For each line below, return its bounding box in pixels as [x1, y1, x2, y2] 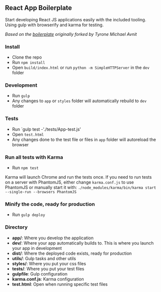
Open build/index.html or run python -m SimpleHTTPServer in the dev [12, 65, 150, 71]
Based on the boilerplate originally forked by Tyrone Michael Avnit [5, 31, 137, 37]
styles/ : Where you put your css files [12, 261, 86, 266]
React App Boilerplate [5, 4, 73, 12]
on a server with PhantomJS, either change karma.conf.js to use [5, 179, 134, 185]
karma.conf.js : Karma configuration [12, 276, 84, 282]
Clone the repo [12, 54, 42, 60]
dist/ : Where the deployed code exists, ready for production [12, 250, 132, 256]
